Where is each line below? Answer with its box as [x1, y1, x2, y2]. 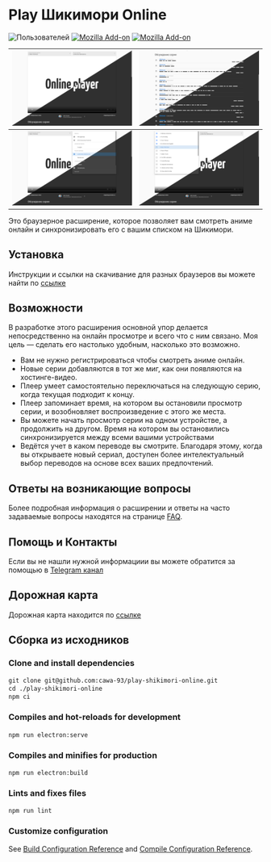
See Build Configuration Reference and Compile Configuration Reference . [8, 843, 253, 853]
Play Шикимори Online [8, 6, 167, 24]
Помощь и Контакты [8, 535, 118, 549]
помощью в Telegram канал [8, 565, 104, 575]
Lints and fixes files [8, 787, 87, 798]
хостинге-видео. [19, 373, 78, 383]
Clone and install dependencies [8, 658, 135, 669]
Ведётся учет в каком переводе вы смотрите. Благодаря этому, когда [19, 441, 263, 451]
